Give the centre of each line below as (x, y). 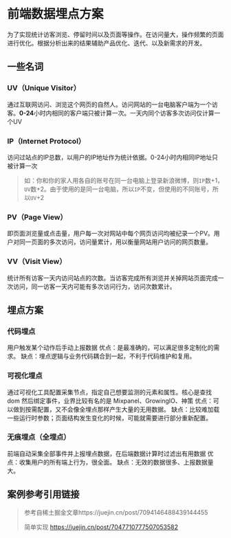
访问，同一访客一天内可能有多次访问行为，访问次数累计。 (94, 287)
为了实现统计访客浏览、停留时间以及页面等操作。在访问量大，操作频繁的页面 (115, 34)
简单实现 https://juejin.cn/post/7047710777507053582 (101, 527)
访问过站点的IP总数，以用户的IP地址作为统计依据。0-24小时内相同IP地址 (110, 157)
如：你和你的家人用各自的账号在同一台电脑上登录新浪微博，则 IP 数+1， (124, 180)
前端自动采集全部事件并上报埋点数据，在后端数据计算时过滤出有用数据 (107, 453)
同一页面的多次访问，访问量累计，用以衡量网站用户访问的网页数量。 (115, 242)
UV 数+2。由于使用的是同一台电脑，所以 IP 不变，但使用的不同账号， (118, 189)
